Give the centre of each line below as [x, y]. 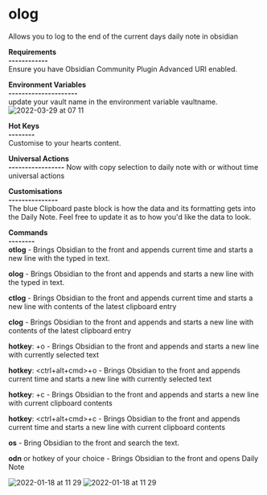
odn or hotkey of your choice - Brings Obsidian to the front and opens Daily [133, 458]
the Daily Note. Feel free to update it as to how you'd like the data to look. [130, 217]
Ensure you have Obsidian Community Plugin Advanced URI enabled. [123, 68]
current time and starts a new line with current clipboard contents [117, 427]
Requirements [33, 52]
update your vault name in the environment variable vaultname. [113, 101]
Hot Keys [24, 126]
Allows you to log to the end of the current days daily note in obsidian [123, 36]
